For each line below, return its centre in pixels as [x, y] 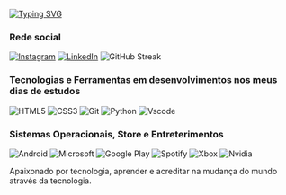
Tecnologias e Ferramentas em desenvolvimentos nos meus [143, 80]
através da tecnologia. [50, 181]
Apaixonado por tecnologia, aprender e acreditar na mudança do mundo [143, 171]
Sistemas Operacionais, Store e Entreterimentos [116, 134]
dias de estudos [45, 92]
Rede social [35, 37]
